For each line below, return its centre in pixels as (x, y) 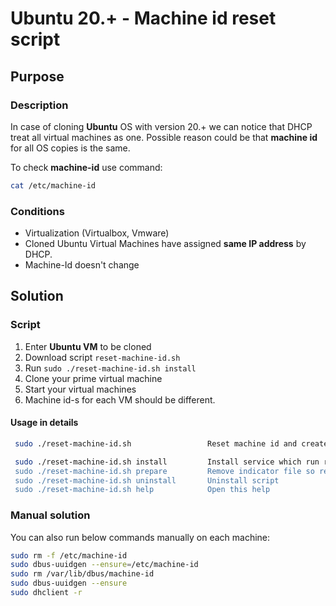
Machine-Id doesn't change (82, 265)
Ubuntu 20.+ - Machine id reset (143, 18)
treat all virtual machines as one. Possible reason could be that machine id (164, 137)
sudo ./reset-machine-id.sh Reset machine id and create (171, 443)
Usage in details (44, 423)
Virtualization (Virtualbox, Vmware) (97, 233)
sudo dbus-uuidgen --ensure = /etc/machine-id (104, 565)
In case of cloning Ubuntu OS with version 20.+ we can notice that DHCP (161, 126)
